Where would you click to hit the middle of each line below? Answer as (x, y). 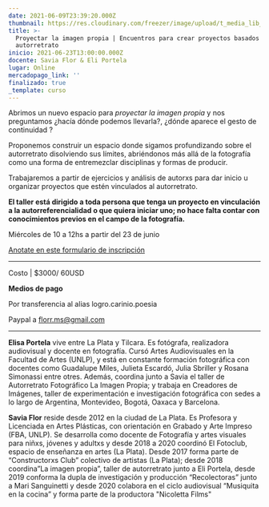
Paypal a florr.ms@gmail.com (57, 320)
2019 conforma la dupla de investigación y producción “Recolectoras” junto (133, 477)
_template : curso (37, 90)
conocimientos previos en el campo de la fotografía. (97, 219)
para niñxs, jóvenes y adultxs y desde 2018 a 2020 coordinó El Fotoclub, (128, 443)
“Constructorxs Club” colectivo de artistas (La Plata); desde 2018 (116, 461)
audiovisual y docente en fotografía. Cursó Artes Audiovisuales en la (121, 351)
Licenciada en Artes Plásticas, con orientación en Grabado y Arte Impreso (130, 426)
